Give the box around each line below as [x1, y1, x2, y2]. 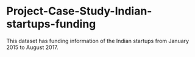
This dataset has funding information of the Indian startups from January [6, 37, 190, 44]
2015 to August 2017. [6, 44, 59, 51]
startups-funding [6, 17, 96, 31]
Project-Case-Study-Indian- [6, 4, 152, 18]
